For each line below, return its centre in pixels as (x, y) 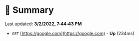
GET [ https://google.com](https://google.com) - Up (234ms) (73, 33)
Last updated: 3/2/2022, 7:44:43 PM (43, 24)
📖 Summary (29, 10)
